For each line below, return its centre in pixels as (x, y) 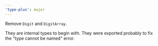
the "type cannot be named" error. (40, 38)
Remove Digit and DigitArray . (36, 23)
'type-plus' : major (25, 10)
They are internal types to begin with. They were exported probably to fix (79, 33)
